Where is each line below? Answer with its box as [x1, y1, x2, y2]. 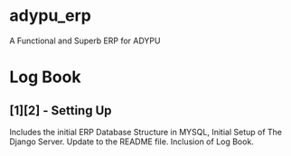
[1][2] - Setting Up [9, 103, 112, 118]
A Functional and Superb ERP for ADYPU [9, 35, 161, 46]
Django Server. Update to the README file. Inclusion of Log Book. [9, 136, 255, 147]
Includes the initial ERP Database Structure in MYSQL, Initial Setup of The [9, 126, 283, 137]
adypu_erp [9, 5, 92, 26]
